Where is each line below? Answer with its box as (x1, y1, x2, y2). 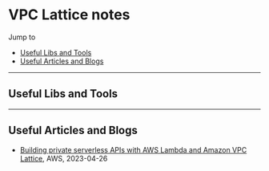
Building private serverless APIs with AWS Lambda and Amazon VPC (19, 145, 247, 154)
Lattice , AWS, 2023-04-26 (19, 153, 108, 163)
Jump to (8, 32, 36, 42)
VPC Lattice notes (8, 6, 130, 24)
